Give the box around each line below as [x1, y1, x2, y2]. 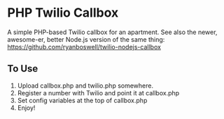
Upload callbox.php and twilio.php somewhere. [17, 81, 154, 90]
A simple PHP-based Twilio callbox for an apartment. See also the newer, [7, 28, 218, 36]
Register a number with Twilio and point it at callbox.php [17, 88, 180, 97]
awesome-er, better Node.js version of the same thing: [7, 35, 165, 43]
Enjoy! [17, 103, 36, 112]
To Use [7, 63, 38, 74]
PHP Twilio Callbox [7, 5, 119, 21]
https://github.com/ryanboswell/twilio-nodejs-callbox [7, 42, 161, 51]
